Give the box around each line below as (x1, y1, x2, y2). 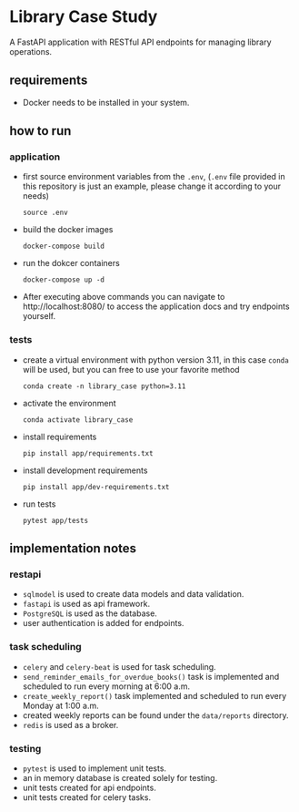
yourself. (22, 311, 56, 322)
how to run (9, 123, 72, 139)
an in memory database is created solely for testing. (22, 773, 218, 784)
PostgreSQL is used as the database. (22, 608, 157, 619)
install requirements (22, 431, 97, 442)
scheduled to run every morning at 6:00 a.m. (22, 681, 191, 692)
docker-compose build (22, 242, 105, 252)
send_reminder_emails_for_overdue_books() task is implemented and (22, 671, 280, 682)
